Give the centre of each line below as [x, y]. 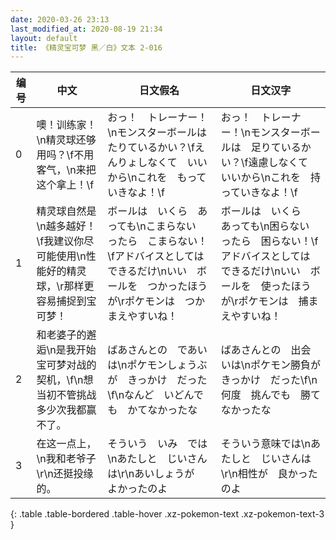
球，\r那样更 [65, 286]
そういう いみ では [157, 444]
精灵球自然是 [66, 211]
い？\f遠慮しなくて [264, 163]
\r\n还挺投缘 [65, 474]
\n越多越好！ [66, 226]
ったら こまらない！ [157, 241]
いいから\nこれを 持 [270, 178]
